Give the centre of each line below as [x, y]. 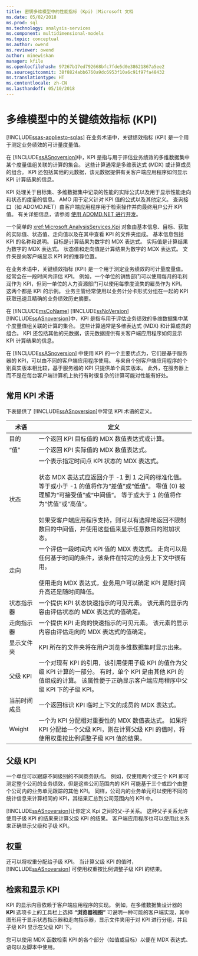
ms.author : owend [27, 45]
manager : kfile [25, 61]
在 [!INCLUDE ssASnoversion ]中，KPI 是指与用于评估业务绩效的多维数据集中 [98, 157]
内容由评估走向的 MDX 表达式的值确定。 [94, 632]
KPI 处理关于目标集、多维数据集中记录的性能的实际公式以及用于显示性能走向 [99, 192]
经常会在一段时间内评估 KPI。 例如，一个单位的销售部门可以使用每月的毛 [94, 276]
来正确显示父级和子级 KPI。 [39, 826]
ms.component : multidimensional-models [55, 34]
